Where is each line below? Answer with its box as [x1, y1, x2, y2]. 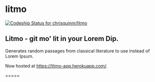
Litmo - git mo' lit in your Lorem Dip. [5, 34, 119, 43]
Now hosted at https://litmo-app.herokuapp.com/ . [5, 62, 107, 68]
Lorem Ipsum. [5, 53, 34, 59]
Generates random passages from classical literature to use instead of [5, 47, 150, 53]
